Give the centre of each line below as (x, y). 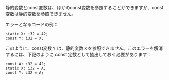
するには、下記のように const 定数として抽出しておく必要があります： (78, 55)
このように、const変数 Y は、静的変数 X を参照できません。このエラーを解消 (84, 48)
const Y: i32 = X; (24, 38)
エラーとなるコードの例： (32, 24)
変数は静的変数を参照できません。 (41, 14)
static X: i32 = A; (26, 68)
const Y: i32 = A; (24, 73)
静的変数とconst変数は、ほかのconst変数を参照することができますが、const (84, 7)
